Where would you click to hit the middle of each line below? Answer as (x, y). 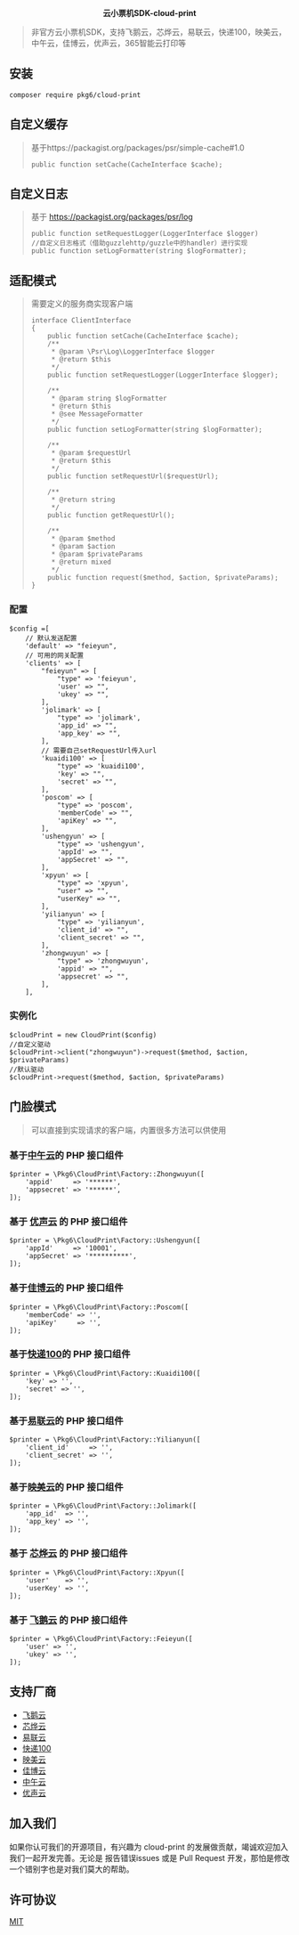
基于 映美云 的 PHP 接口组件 (66, 1487)
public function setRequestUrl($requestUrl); (133, 476)
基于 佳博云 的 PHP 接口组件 (66, 1288)
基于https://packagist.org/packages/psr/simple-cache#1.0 (137, 147)
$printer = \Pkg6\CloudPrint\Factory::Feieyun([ (101, 1639)
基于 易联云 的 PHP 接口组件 (66, 1420)
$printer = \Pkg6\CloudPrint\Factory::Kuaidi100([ (105, 1373)
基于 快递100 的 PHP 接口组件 (70, 1354)
